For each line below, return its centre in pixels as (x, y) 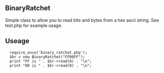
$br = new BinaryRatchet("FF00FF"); (47, 57)
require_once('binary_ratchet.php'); (49, 52)
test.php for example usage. (34, 25)
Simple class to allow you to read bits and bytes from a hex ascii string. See (82, 20)
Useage (17, 41)
